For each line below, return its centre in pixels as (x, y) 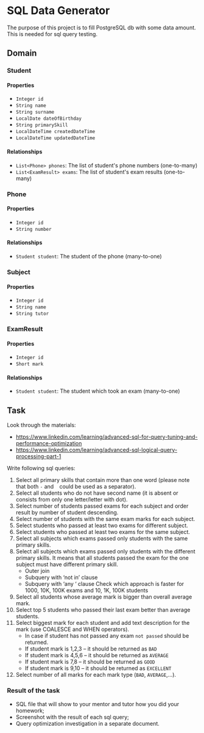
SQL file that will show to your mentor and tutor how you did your (97, 704)
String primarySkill (42, 125)
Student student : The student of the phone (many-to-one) (89, 256)
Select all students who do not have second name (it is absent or (97, 493)
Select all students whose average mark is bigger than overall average (104, 597)
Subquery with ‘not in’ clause (61, 577)
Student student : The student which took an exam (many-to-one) (98, 391)
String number (33, 229)
